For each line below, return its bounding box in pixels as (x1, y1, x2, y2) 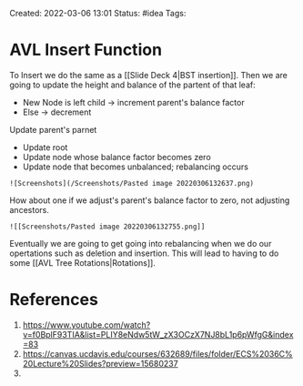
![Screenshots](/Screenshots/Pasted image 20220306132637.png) (9, 178, 255, 188)
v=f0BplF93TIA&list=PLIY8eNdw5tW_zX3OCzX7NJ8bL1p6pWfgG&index (22, 329, 294, 340)
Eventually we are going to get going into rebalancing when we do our (9, 238, 272, 249)
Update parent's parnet (9, 124, 97, 135)
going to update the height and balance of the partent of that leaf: (9, 79, 257, 90)
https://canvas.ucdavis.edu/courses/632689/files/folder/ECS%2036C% (22, 348, 293, 359)
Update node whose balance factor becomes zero (22, 151, 211, 162)
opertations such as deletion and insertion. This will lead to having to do (9, 248, 279, 259)
